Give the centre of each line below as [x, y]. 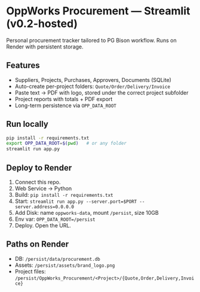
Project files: [30, 271]
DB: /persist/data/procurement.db [57, 258]
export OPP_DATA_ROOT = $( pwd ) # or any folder [67, 144]
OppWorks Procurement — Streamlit [98, 11]
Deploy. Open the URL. [43, 225]
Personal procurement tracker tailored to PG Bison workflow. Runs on [92, 40]
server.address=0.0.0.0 [44, 207]
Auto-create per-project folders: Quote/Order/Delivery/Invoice [93, 86]
